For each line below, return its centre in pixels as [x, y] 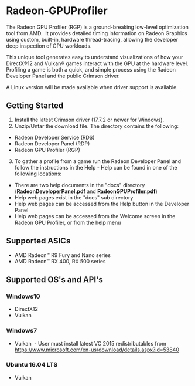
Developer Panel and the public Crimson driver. [63, 76]
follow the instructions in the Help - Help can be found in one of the [96, 167]
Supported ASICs [38, 241]
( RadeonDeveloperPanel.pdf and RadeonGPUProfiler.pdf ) [86, 191]
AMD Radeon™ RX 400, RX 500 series [60, 261]
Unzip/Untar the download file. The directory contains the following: [97, 126]
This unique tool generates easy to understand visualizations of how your [95, 57]
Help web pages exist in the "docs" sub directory [74, 197]
